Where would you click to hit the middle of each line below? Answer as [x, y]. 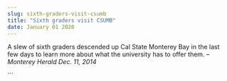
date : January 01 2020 [41, 27]
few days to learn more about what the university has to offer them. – [109, 54]
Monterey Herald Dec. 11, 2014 [52, 62]
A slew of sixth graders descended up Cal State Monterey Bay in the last [114, 47]
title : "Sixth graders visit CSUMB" [62, 20]
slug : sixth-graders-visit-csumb [57, 14]
